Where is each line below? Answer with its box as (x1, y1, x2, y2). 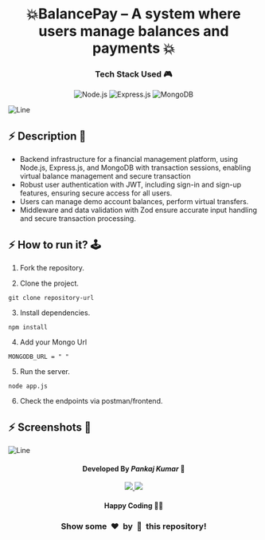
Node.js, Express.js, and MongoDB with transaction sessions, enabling (19, 163, 251, 172)
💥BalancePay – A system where (26, 5, 241, 23)
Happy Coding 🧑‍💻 (103, 500, 164, 510)
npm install (8, 324, 48, 332)
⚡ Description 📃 (8, 129, 87, 143)
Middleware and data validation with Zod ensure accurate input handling (19, 205, 257, 215)
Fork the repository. (19, 263, 85, 273)
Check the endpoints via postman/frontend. (19, 396, 163, 406)
